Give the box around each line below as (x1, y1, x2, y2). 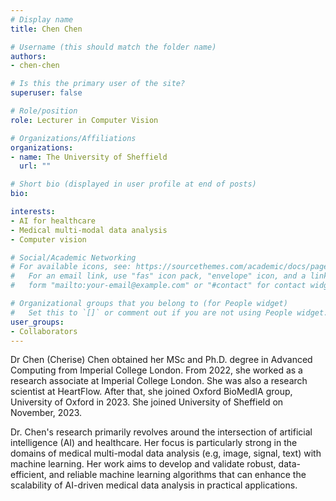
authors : (10, 51, 47, 61)
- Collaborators (10, 326, 78, 336)
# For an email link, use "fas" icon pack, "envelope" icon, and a (10, 271, 307, 281)
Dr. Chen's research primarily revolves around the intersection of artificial (10, 426, 313, 438)
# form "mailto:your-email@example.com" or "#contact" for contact (10, 281, 307, 291)
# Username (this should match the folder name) (10, 42, 217, 52)
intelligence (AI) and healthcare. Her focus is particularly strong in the (10, 437, 298, 449)
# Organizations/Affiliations (10, 133, 137, 143)
